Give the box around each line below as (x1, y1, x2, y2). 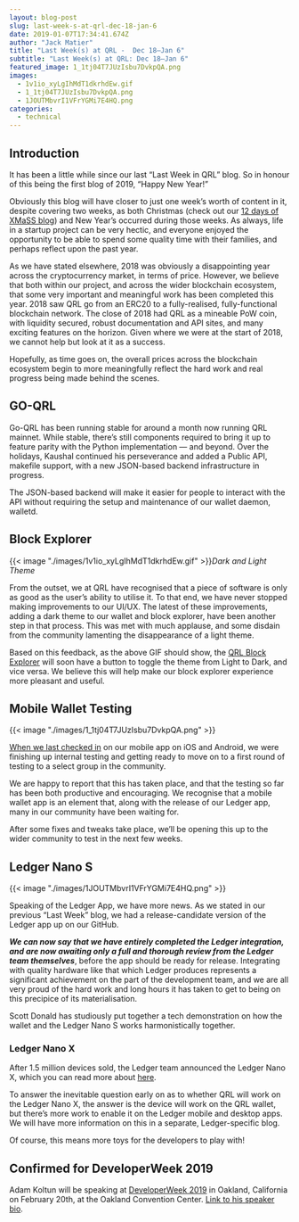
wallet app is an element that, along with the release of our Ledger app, (9, 797, 271, 808)
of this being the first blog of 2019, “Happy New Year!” (9, 178, 209, 189)
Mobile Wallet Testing (9, 701, 133, 716)
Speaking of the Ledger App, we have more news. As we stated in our (9, 900, 266, 911)
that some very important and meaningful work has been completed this (9, 289, 274, 300)
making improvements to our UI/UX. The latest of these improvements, (9, 601, 269, 612)
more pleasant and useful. (9, 675, 105, 686)
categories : (9, 104, 53, 113)
